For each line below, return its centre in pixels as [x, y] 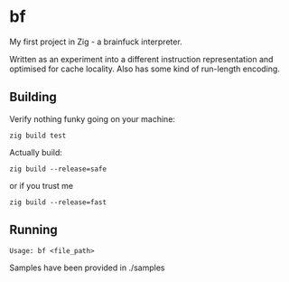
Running [34, 230]
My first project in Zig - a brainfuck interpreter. [96, 42]
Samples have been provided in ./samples [87, 268]
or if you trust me [42, 185]
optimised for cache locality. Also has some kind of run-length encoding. [144, 69]
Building [33, 97]
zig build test [38, 136]
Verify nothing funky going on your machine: [93, 118]
